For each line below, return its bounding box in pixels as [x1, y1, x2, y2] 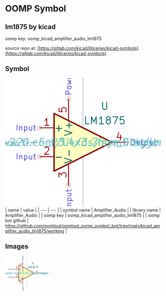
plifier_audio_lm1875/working [5, 228, 64, 234]
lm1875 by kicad [5, 23, 56, 31]
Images [5, 242, 29, 251]
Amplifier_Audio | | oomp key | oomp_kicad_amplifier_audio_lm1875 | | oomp [5, 212, 160, 218]
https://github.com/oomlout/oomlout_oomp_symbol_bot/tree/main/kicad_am [5, 222, 161, 228]
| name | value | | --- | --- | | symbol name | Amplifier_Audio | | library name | [5, 207, 161, 213]
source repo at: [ [5, 45, 39, 51]
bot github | [5, 218, 29, 223]
